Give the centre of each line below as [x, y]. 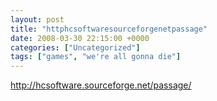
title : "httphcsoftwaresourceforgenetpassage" [109, 29]
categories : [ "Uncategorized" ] [75, 47]
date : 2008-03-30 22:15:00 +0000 [80, 38]
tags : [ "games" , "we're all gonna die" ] [96, 57]
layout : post [37, 19]
